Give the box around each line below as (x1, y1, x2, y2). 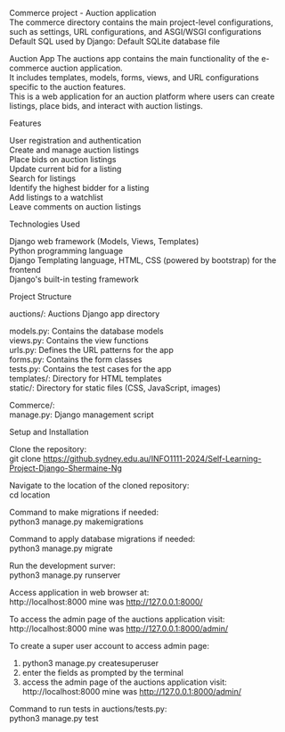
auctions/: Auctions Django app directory (9, 308, 160, 319)
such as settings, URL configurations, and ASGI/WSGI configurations (9, 27, 262, 37)
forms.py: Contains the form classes (9, 354, 142, 365)
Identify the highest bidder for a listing (9, 183, 150, 193)
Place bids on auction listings (9, 154, 117, 164)
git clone (9, 454, 42, 464)
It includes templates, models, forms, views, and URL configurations (9, 72, 260, 83)
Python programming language (9, 245, 123, 256)
